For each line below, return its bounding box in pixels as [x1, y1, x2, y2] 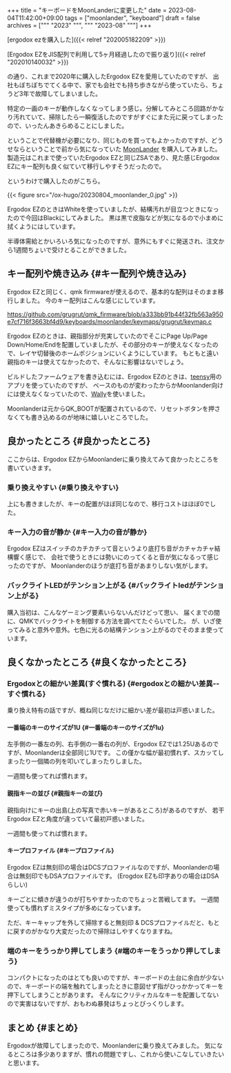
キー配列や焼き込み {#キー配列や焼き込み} [7, 268, 188, 280]
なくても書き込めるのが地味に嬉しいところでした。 [7, 413, 152, 421]
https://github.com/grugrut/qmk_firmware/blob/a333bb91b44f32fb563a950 [7, 310, 224, 318]
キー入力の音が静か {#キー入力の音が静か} [7, 527, 148, 536]
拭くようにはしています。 [7, 222, 79, 231]
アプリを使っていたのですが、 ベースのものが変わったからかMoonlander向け [7, 381, 224, 389]
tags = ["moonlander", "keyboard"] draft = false [65, 14, 201, 22]
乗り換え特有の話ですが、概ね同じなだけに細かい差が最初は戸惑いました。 [7, 706, 219, 714]
